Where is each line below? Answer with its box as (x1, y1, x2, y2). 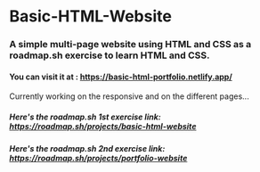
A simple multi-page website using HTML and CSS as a (9, 38, 252, 51)
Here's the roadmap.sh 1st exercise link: (9, 111, 162, 122)
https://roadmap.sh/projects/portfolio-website (9, 153, 188, 164)
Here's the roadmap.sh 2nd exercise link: (9, 143, 166, 154)
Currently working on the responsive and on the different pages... (9, 91, 249, 102)
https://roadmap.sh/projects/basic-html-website (9, 120, 197, 131)
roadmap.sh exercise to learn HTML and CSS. (9, 49, 210, 61)
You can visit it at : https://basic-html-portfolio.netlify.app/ (9, 71, 233, 82)
